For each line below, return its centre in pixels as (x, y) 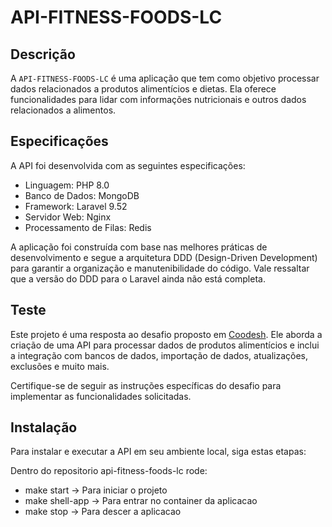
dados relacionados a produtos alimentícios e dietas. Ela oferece (143, 89)
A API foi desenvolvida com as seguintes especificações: (128, 165)
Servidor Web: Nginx (68, 217)
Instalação (44, 427)
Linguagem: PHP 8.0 (67, 185)
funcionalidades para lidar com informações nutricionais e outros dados (158, 99)
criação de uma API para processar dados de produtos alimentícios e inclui (165, 345)
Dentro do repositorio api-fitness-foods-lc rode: (109, 471)
